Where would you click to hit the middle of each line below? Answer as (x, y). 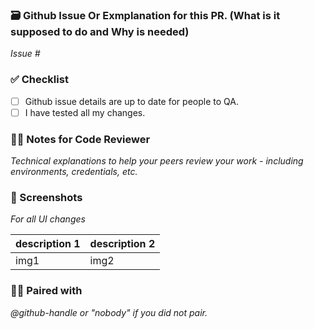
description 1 (48, 244)
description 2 (122, 244)
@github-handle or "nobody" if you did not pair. (109, 312)
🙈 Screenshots (46, 197)
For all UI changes (48, 219)
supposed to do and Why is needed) (100, 31)
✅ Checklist (39, 80)
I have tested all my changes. (85, 112)
